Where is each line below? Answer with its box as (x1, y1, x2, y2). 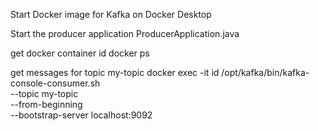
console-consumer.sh (10, 77, 101, 89)
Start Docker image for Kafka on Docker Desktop (10, 9, 212, 20)
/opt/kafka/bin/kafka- (221, 67, 310, 78)
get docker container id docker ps (10, 47, 150, 59)
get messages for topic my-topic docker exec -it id (10, 67, 220, 78)
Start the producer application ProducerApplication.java (10, 28, 240, 39)
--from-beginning (10, 99, 83, 110)
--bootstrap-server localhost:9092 (10, 109, 153, 121)
